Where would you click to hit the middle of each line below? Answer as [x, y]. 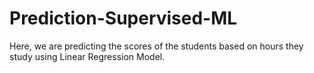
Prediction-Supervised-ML [123, 18]
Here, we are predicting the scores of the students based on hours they [156, 46]
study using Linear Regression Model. [87, 56]
